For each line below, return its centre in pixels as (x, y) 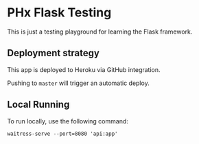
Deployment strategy (53, 53)
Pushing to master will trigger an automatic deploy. (78, 83)
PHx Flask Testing (59, 13)
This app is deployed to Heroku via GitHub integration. (84, 69)
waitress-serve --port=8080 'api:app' (62, 134)
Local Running (38, 105)
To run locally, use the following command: (68, 121)
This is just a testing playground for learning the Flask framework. (100, 32)
